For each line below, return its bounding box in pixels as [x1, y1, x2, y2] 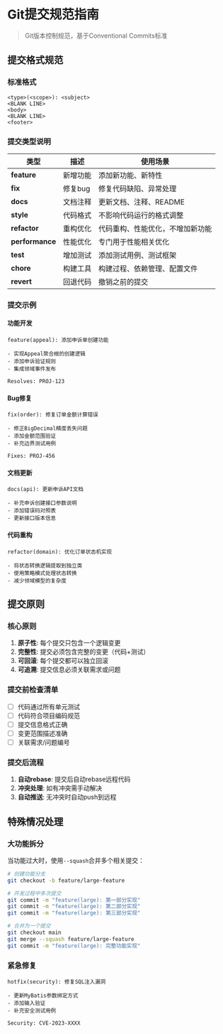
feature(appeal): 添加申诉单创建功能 [7, 337, 109, 344]
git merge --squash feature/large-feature [7, 935, 135, 942]
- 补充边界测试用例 [7, 440, 57, 448]
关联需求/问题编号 [17, 738, 70, 746]
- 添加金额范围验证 [7, 433, 57, 440]
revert [11, 276, 32, 286]
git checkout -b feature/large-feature [7, 877, 125, 884]
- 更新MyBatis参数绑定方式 [7, 992, 79, 999]
